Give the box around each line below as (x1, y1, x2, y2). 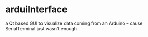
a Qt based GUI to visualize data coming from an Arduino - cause (5, 20, 143, 26)
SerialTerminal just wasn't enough (5, 25, 77, 31)
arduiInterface (5, 4, 68, 15)
